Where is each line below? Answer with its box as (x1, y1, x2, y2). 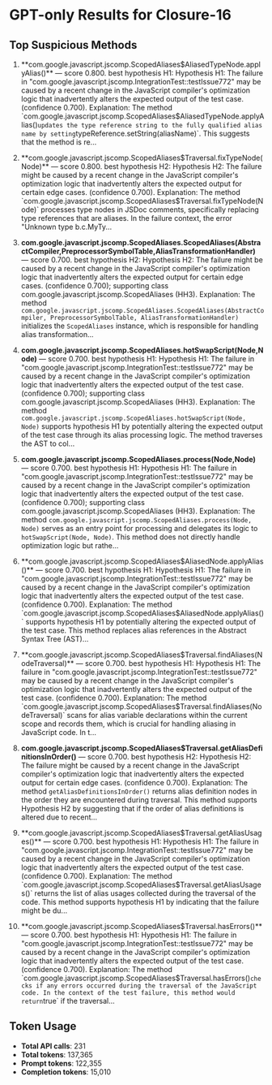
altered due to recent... (20, 812, 98, 822)
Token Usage (9, 1019, 77, 1033)
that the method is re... (20, 137, 97, 147)
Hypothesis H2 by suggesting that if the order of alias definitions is (20, 804, 244, 813)
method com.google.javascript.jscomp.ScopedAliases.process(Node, (20, 515, 252, 525)
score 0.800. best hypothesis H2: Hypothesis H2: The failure (60, 162, 262, 171)
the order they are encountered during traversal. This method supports (20, 795, 257, 805)
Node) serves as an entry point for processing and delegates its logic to (20, 524, 258, 533)
